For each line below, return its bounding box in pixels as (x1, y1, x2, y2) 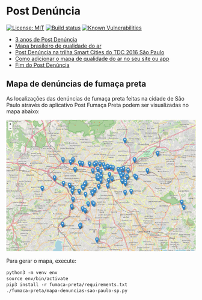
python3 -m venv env (6, 269, 58, 275)
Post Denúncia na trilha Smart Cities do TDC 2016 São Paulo (14, 48, 165, 55)
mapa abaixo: (6, 107, 40, 115)
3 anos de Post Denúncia (14, 36, 78, 43)
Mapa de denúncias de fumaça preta (6, 79, 147, 89)
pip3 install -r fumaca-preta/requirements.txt (6, 281, 128, 287)
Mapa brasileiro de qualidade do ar (14, 42, 102, 49)
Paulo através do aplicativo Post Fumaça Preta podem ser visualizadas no (6, 101, 189, 108)
